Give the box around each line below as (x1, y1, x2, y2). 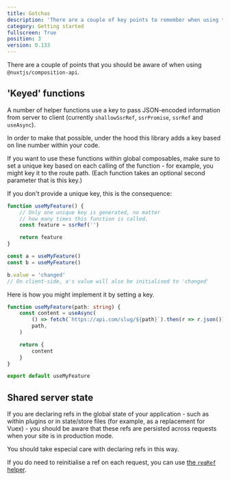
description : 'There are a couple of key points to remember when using (7, 16, 219, 23)
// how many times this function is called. (19, 215, 149, 223)
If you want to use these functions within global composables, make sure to (7, 154, 220, 162)
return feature (19, 234, 63, 241)
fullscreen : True (7, 29, 57, 36)
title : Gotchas (7, 10, 51, 17)
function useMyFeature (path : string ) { (7, 303, 121, 310)
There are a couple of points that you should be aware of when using (7, 61, 202, 68)
